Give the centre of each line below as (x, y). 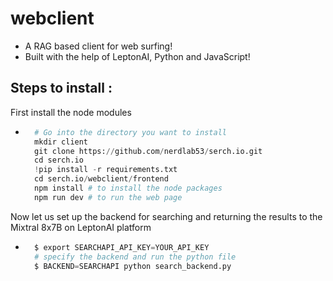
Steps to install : (61, 88)
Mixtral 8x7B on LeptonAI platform (81, 227)
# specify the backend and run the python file (135, 257)
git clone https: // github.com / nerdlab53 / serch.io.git (148, 151)
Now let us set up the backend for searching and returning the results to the (166, 216)
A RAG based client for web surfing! (98, 46)
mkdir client (61, 142)
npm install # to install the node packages (128, 188)
